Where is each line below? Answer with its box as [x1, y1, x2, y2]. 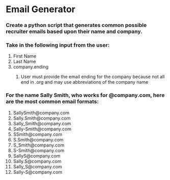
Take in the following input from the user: [6, 42, 110, 49]
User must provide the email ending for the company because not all [20, 74, 165, 80]
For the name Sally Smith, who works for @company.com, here [6, 92, 165, 99]
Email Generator [6, 4, 76, 15]
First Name [13, 53, 37, 59]
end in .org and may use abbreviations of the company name [20, 79, 149, 85]
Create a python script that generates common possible [6, 22, 147, 29]
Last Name [13, 58, 36, 64]
